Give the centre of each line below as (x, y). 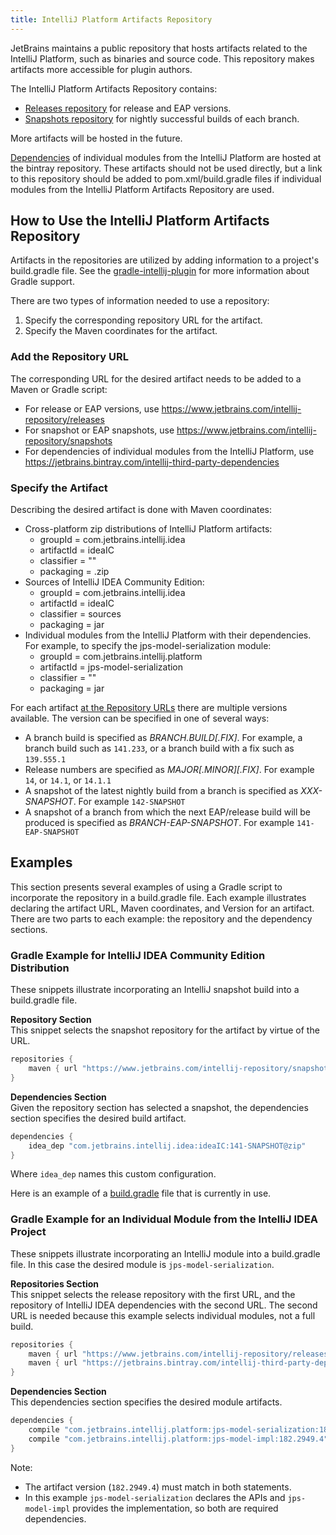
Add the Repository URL (69, 357)
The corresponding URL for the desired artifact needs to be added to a (156, 378)
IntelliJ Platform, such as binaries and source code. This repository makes (162, 58)
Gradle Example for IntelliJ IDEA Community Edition (138, 955)
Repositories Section (55, 1283)
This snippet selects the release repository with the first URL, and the (153, 1294)
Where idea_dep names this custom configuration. (113, 1174)
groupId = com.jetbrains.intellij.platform (121, 657)
